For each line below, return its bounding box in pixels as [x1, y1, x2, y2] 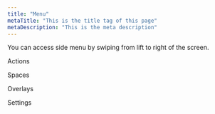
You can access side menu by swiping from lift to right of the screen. [7, 43, 209, 52]
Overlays [7, 85, 34, 93]
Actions [7, 57, 30, 66]
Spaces [7, 71, 30, 79]
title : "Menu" [7, 10, 50, 18]
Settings [7, 98, 32, 107]
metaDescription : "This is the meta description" [7, 24, 158, 31]
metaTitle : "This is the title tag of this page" [7, 17, 158, 24]
